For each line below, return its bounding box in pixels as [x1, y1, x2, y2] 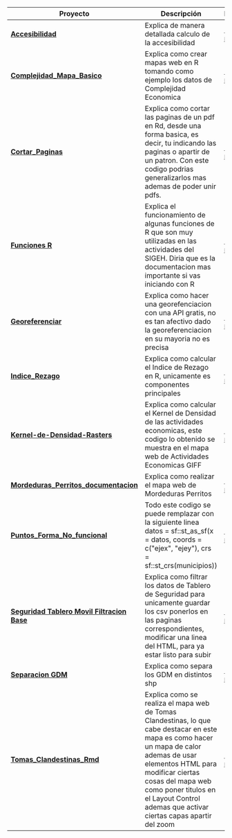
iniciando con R [144, 280, 195, 289]
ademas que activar [144, 803, 209, 812]
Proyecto [59, 9, 90, 18]
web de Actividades [144, 452, 209, 461]
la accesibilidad [144, 38, 195, 47]
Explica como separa [144, 661, 213, 670]
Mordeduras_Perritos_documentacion [10, 481, 138, 490]
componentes [144, 380, 190, 389]
